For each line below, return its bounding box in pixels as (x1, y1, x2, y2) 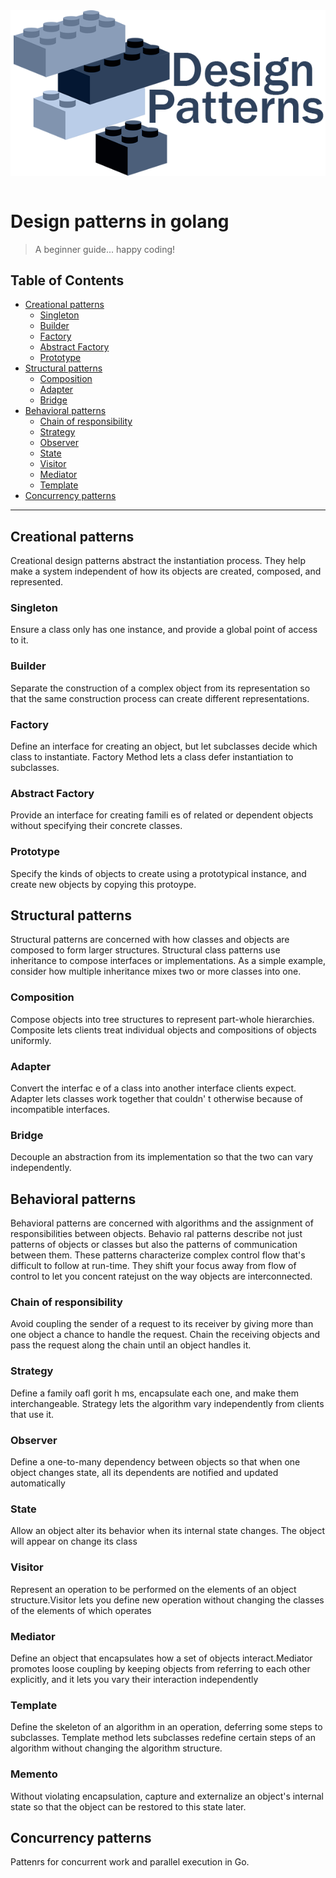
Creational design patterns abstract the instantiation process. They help (10, 555, 306, 567)
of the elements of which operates (10, 1604, 152, 1616)
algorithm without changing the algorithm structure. (10, 1742, 223, 1754)
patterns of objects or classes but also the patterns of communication (10, 1239, 298, 1251)
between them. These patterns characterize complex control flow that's (10, 1249, 306, 1261)
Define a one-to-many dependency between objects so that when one (10, 1456, 301, 1468)
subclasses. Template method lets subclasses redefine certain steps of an (10, 1732, 316, 1744)
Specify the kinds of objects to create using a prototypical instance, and (10, 867, 307, 879)
